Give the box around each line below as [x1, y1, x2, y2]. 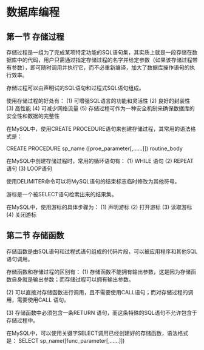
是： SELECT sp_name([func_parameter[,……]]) [6, 337, 125, 344]
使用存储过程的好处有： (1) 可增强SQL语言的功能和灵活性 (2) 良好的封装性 [6, 97, 191, 104]
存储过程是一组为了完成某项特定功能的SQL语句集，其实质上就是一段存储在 [6, 49, 192, 56]
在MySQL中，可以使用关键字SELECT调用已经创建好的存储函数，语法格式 [6, 329, 189, 337]
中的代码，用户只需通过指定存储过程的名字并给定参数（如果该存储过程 [16, 56, 192, 64]
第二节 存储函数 [6, 231, 64, 241]
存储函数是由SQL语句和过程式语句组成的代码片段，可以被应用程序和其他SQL [6, 248, 198, 255]
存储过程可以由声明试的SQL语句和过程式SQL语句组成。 [6, 84, 144, 91]
